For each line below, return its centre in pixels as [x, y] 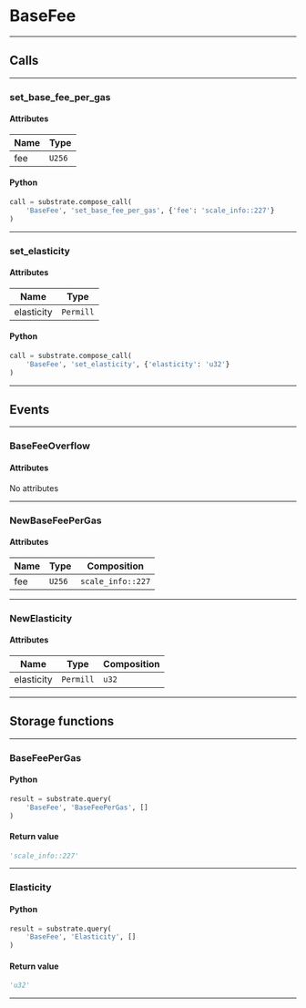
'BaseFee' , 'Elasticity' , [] [81, 937]
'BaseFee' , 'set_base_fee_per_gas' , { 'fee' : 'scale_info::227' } [150, 211]
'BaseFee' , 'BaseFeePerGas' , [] [87, 807]
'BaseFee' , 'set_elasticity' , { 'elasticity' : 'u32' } [128, 364]
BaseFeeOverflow [50, 446]
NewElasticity [41, 618]
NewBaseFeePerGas [56, 520]
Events [30, 410]
